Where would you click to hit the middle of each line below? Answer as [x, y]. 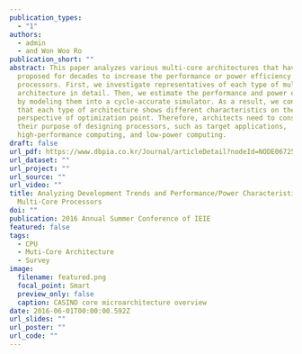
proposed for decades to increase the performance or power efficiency [155, 77]
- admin [32, 43]
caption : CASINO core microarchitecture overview [112, 303]
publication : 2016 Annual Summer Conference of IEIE [110, 218]
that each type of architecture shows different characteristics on [148, 110]
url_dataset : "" [40, 160]
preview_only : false [56, 294]
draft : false [34, 143]
